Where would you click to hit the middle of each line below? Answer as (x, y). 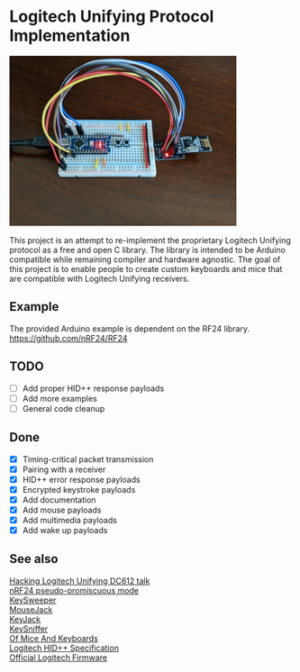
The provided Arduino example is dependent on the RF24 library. (130, 328)
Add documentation (59, 499)
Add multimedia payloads (69, 520)
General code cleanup (64, 408)
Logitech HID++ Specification (64, 648)
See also (34, 559)
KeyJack (25, 619)
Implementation (70, 36)
